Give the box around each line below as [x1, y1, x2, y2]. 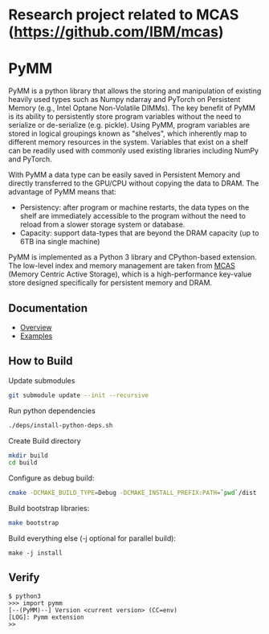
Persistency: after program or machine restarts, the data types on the [19, 202, 250, 212]
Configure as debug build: [8, 473, 95, 483]
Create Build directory [8, 436, 82, 445]
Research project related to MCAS [8, 6, 239, 24]
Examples [19, 331, 53, 341]
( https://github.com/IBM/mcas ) [8, 22, 224, 41]
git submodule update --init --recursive [8, 391, 149, 399]
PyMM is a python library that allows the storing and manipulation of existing [8, 86, 262, 96]
